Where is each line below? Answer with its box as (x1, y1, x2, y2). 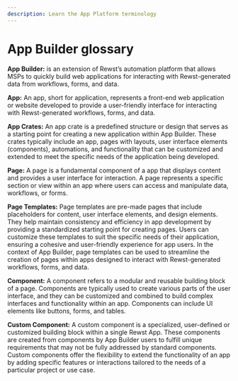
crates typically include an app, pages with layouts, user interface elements (7, 137, 228, 145)
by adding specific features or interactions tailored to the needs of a (7, 358, 206, 366)
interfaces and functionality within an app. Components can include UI (7, 299, 213, 307)
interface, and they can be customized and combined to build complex (7, 292, 214, 300)
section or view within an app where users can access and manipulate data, (7, 181, 229, 189)
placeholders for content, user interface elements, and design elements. (7, 210, 218, 219)
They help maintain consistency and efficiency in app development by (7, 217, 212, 226)
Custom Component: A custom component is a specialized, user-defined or (7, 320, 230, 328)
